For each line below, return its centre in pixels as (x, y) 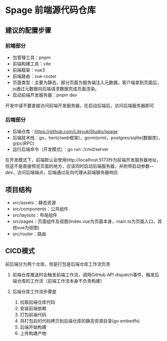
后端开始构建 (33, 327)
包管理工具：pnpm (31, 57)
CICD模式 (20, 251)
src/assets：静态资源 (34, 202)
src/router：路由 (29, 234)
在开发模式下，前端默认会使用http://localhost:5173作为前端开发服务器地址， (83, 160)
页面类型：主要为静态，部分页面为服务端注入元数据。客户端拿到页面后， (87, 82)
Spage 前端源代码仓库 (50, 10)
